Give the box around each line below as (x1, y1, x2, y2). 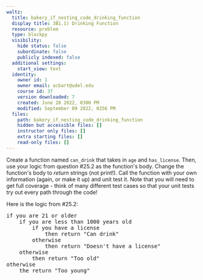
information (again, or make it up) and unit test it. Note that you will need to (6, 175, 194, 183)
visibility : (12, 37, 43, 43)
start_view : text (17, 65, 62, 72)
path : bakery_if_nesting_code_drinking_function (17, 117, 143, 123)
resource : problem (12, 26, 59, 32)
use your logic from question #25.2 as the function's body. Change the (6, 162, 184, 170)
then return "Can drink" (45, 230, 119, 237)
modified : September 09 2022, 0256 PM (17, 105, 116, 112)
